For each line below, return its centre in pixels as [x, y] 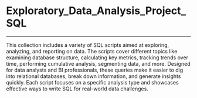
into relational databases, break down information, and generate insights [94, 76]
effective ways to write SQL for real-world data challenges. [77, 89]
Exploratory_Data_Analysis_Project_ [96, 11]
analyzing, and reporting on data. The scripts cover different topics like [92, 51]
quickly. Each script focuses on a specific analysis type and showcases [92, 82]
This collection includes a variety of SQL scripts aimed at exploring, [88, 45]
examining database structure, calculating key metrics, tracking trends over [97, 58]
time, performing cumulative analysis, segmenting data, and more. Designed [98, 63]
